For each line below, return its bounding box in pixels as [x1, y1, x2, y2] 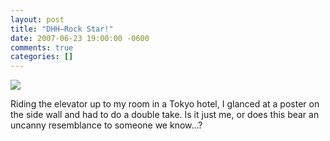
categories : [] [10, 52, 74, 62]
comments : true [10, 42, 74, 53]
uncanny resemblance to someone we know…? [10, 119, 203, 131]
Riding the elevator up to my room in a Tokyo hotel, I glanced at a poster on [10, 98, 320, 110]
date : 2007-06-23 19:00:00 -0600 [10, 33, 150, 43]
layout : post [10, 14, 65, 25]
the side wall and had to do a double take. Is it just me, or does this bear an [10, 109, 320, 121]
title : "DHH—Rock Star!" [10, 24, 114, 34]
